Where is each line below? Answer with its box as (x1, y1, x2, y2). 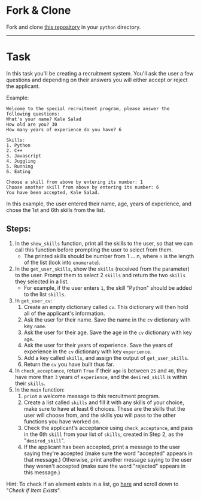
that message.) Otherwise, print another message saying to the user (23, 456, 192, 463)
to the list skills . (23, 290, 66, 298)
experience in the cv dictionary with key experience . (23, 348, 152, 355)
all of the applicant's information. (23, 310, 105, 317)
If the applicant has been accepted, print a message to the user (23, 443, 181, 450)
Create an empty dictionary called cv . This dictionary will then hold (23, 303, 188, 310)
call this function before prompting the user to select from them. (14, 246, 173, 253)
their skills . (14, 380, 46, 387)
